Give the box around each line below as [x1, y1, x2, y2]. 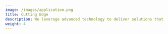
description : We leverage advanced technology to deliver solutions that [5, 16, 164, 21]
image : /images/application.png [5, 7, 73, 12]
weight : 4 [5, 21, 26, 26]
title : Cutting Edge [5, 12, 49, 17]
